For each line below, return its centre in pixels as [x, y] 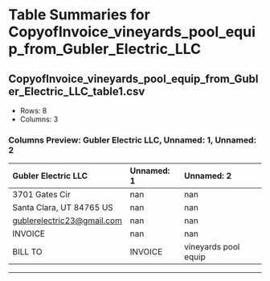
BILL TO [27, 252]
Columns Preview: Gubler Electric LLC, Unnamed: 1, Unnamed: [133, 140]
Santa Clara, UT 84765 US [63, 208]
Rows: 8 [33, 111]
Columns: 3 [39, 119]
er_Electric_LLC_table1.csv [77, 91]
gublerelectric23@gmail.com [67, 221]
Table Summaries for [79, 15]
